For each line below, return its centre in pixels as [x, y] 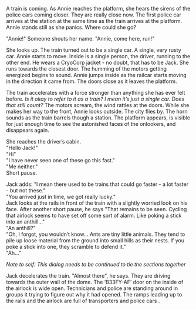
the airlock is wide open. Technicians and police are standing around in [92, 288]
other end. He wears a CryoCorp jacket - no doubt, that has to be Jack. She [97, 62]
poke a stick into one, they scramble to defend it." [66, 247]
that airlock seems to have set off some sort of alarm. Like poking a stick [94, 215]
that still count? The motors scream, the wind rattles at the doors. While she [98, 105]
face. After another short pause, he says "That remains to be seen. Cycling [97, 209]
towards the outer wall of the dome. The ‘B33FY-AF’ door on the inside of [95, 282]
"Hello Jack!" [22, 148]
